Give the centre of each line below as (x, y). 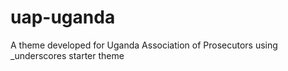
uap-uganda (63, 17)
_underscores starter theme (67, 55)
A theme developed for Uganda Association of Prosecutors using (144, 45)
